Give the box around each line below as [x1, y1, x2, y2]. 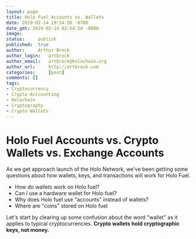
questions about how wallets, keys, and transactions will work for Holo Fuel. [6, 172, 191, 179]
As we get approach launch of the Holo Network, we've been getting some [6, 165, 188, 173]
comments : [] [6, 75, 38, 81]
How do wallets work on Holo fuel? [14, 183, 100, 190]
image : [6, 31, 22, 37]
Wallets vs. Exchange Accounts [6, 146, 164, 160]
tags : [6, 81, 19, 87]
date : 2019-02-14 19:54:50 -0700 [6, 20, 89, 26]
